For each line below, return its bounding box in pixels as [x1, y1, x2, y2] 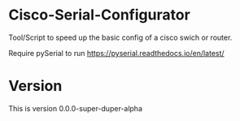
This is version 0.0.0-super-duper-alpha [8, 103, 143, 113]
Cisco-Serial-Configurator [8, 6, 191, 24]
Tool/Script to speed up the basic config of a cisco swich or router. [8, 32, 233, 42]
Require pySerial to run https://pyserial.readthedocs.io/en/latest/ [8, 48, 225, 58]
